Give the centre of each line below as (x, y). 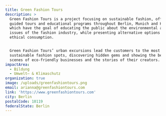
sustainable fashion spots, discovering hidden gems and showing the (83, 55)
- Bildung (20, 69)
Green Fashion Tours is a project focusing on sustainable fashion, (82, 19)
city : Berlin (19, 97)
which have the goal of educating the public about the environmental (84, 28)
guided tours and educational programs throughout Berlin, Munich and (84, 24)
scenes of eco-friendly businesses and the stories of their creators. (85, 60)
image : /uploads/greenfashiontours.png (46, 83)
